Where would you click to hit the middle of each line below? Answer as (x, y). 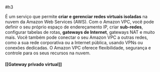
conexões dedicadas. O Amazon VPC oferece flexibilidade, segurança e (78, 48)
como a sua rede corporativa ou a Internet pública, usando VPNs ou (74, 43)
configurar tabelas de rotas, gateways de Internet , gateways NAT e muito (80, 32)
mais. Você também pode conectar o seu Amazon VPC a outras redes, (77, 37)
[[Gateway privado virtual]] (34, 64)
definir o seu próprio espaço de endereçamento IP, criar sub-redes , (74, 27)
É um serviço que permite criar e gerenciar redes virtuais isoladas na (76, 16)
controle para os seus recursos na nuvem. (48, 53)
